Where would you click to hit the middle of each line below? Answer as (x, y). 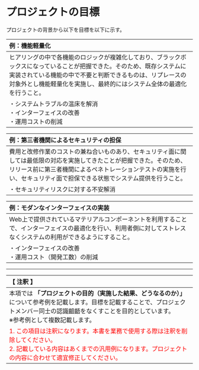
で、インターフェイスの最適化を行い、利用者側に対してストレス (98, 228)
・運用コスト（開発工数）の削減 (54, 257)
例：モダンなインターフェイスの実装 (59, 208)
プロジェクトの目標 (53, 12)
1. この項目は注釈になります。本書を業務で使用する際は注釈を (95, 331)
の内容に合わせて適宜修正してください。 (65, 358)
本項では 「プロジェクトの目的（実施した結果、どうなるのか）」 (97, 293)
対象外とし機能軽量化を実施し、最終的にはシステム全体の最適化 (98, 83)
